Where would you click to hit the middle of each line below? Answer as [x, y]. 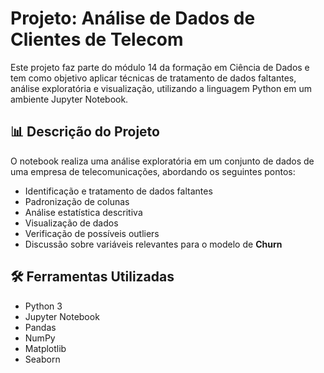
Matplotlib [45, 348]
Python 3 [43, 306]
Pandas [40, 327]
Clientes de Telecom [97, 39]
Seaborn [42, 359]
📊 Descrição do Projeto [85, 132]
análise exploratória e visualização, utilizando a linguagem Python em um [161, 88]
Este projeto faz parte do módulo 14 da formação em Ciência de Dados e [160, 67]
